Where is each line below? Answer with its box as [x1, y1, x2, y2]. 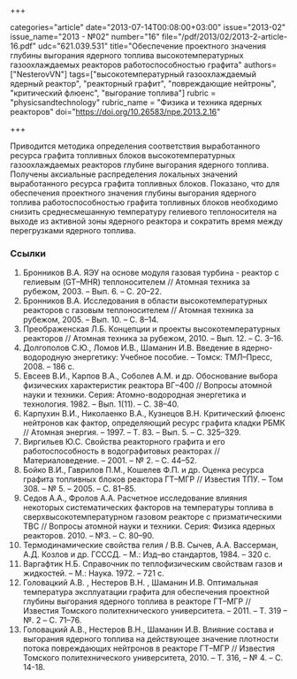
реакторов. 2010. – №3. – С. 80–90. [22, 530, 155, 541]
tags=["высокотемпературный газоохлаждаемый [69, 69, 257, 80]
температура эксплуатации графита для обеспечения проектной [22, 587, 270, 598]
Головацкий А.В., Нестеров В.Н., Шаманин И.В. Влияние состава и [22, 624, 275, 635]
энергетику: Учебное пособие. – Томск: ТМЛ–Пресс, [72, 352, 273, 362]
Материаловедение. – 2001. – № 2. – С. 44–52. [22, 455, 197, 466]
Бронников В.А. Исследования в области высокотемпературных [22, 295, 268, 306]
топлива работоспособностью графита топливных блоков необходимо [10, 197, 278, 208]
